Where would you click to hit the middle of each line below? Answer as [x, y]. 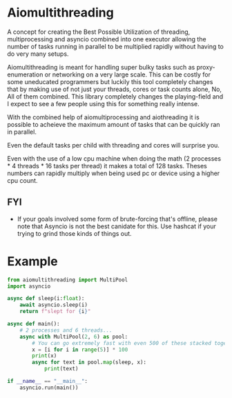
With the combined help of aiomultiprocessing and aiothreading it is [104, 117]
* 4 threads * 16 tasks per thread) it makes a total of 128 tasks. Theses [107, 166]
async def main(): [33, 324]
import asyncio [29, 286]
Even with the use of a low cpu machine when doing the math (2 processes [114, 158]
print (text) [61, 369]
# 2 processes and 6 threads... [66, 330]
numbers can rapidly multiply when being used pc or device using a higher [114, 173]
